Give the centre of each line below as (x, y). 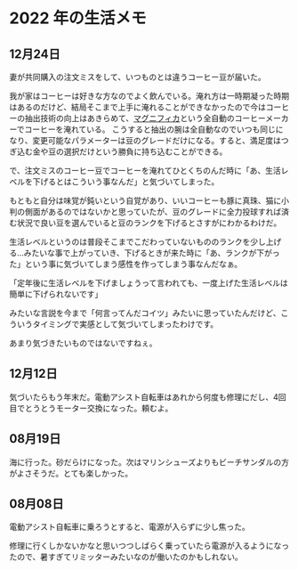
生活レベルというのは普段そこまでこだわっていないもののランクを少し (138, 242)
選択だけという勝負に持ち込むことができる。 (145, 151)
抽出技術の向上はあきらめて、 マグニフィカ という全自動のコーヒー (145, 118)
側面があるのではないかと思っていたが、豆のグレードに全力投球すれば (153, 212)
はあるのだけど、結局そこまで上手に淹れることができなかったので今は (138, 107)
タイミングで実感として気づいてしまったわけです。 (125, 324)
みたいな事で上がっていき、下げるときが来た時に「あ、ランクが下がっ (152, 253)
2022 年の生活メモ (78, 18)
